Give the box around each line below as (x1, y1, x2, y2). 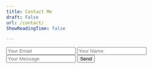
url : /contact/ (6, 20, 44, 26)
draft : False (6, 14, 39, 20)
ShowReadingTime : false (6, 25, 66, 32)
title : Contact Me (6, 8, 52, 15)
